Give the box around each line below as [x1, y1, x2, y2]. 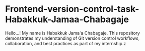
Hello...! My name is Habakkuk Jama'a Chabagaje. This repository [5, 30, 140, 36]
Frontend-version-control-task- [5, 3, 140, 15]
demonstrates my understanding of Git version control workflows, [5, 35, 140, 41]
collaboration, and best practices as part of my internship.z [5, 40, 126, 46]
